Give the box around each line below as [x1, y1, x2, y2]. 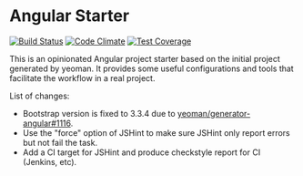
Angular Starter [9, 5, 130, 26]
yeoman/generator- [177, 108, 251, 119]
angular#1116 [22, 118, 71, 129]
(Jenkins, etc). [22, 156, 77, 167]
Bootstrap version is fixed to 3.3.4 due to [22, 108, 176, 119]
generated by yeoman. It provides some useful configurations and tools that [9, 63, 294, 74]
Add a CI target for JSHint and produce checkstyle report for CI [22, 147, 261, 158]
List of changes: [9, 90, 70, 101]
